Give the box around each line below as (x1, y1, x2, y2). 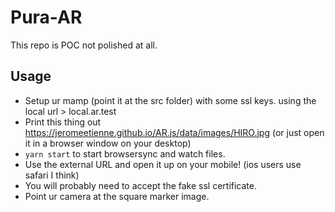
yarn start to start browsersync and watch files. (24, 147, 226, 160)
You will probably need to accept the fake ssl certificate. (24, 179, 257, 191)
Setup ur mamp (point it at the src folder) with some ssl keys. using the (24, 94, 317, 106)
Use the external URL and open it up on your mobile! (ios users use (24, 158, 302, 170)
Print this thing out (24, 116, 102, 128)
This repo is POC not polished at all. (10, 39, 158, 51)
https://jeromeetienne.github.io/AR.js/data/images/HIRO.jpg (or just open (24, 126, 325, 138)
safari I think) (24, 169, 80, 181)
